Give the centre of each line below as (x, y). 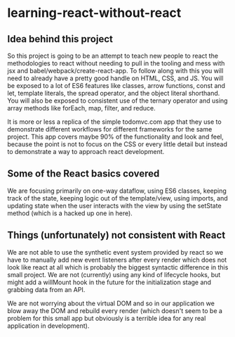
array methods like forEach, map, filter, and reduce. (81, 108)
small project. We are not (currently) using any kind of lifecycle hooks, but (114, 274)
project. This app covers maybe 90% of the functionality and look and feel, (116, 136)
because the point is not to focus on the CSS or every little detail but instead (117, 144)
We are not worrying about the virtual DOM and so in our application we (111, 303)
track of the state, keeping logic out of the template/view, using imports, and (117, 198)
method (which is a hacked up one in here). (70, 213)
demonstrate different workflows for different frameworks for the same (110, 129)
